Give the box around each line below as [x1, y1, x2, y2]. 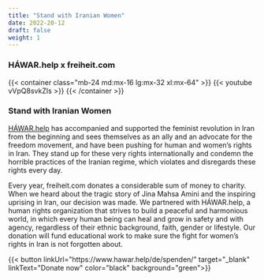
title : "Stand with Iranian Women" [8, 11, 125, 20]
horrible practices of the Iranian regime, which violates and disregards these [8, 157, 256, 166]
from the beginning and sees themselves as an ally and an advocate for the [8, 132, 253, 141]
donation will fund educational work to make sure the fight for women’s [8, 230, 239, 241]
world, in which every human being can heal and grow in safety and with [8, 214, 244, 223]
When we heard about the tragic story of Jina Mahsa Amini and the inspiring [8, 189, 256, 198]
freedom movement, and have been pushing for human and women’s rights [8, 140, 252, 150]
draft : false [8, 26, 51, 34]
